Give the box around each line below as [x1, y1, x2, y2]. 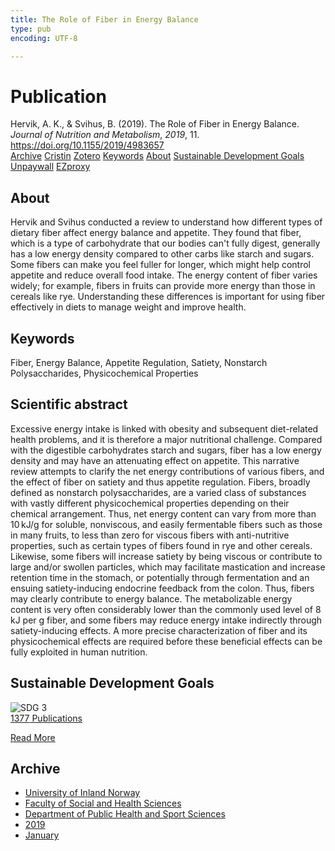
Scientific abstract [10, 396, 128, 413]
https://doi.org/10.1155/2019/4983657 [10, 139, 165, 151]
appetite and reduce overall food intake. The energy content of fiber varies [10, 269, 318, 281]
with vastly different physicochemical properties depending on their [10, 497, 290, 509]
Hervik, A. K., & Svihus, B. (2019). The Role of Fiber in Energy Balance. [10, 118, 300, 130]
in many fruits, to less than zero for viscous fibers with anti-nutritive [10, 529, 290, 541]
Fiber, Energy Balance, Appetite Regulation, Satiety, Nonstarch [10, 356, 268, 368]
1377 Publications [10, 712, 83, 724]
